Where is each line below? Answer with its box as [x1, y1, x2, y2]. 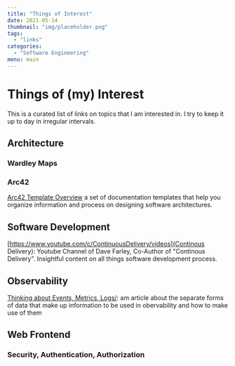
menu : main [7, 56, 39, 63]
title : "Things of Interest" [7, 10, 93, 18]
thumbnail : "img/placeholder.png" [7, 23, 109, 30]
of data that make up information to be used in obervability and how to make [7, 301, 228, 309]
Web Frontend [7, 329, 71, 341]
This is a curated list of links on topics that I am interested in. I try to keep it [7, 110, 224, 118]
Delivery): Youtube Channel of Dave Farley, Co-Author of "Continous [7, 247, 206, 256]
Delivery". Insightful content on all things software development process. [7, 254, 217, 263]
